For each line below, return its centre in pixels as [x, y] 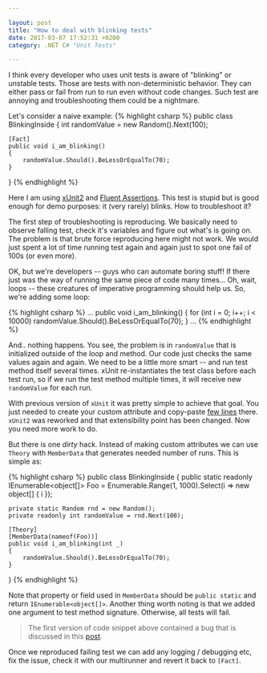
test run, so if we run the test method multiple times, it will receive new [125, 379]
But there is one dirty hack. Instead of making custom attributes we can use [133, 444]
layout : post [30, 22]
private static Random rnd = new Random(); [82, 509]
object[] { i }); [30, 494]
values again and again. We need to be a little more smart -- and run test [128, 363]
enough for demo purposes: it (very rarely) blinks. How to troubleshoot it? [130, 206]
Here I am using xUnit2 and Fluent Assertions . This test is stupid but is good [133, 198]
